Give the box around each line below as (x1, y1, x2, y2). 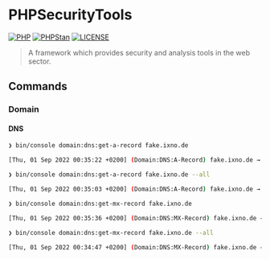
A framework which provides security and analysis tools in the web (27, 47, 251, 57)
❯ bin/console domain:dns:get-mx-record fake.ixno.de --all (8, 228, 215, 236)
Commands (8, 80, 68, 93)
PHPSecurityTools (8, 6, 133, 24)
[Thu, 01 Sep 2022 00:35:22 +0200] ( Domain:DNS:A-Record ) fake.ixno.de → (8, 156, 261, 164)
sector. (27, 56, 51, 66)
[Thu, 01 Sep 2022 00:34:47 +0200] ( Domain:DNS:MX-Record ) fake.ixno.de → (8, 243, 264, 251)
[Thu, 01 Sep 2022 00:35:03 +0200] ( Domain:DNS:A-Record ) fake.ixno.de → (8, 185, 261, 194)
